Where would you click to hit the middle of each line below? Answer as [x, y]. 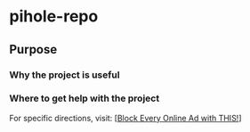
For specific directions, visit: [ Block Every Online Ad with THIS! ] [125, 118]
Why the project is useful [65, 75]
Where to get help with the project [85, 98]
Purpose [33, 49]
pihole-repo [54, 16]
